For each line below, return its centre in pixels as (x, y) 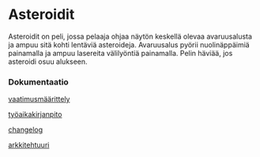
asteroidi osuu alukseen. (48, 62)
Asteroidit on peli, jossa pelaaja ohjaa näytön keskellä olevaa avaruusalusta (130, 36)
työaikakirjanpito (35, 114)
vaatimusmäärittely (39, 99)
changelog (26, 130)
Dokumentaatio (38, 82)
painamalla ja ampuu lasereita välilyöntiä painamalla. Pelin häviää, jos (121, 53)
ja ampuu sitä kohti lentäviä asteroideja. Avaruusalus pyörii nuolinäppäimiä (129, 44)
